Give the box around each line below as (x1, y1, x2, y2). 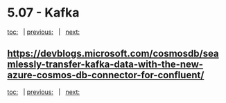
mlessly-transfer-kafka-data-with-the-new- (7, 59, 203, 71)
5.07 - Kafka (7, 5, 80, 21)
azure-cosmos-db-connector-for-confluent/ (7, 69, 205, 81)
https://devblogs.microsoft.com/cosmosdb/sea (7, 48, 220, 59)
